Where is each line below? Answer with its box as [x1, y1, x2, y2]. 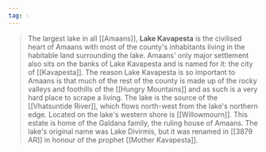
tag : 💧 [8, 11, 29, 20]
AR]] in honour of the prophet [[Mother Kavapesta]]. [27, 134, 199, 144]
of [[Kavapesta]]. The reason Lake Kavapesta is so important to [27, 67, 236, 76]
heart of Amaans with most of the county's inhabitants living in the [27, 41, 245, 52]
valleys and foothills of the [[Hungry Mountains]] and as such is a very [27, 84, 258, 94]
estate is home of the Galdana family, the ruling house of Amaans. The [27, 118, 258, 127]
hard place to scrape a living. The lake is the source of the [27, 92, 218, 102]
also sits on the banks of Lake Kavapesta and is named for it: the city [27, 59, 253, 68]
